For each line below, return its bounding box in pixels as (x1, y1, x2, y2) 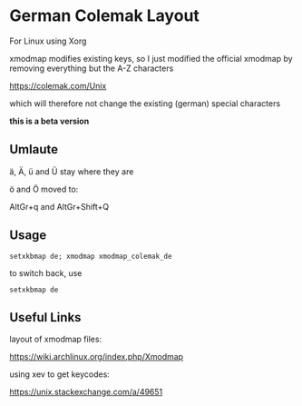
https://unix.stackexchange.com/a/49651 (9, 387, 163, 398)
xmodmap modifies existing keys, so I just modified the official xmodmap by (9, 53, 293, 64)
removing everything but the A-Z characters (9, 63, 174, 74)
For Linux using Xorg (9, 35, 87, 46)
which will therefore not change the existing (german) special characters (9, 97, 281, 109)
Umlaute (9, 142, 59, 157)
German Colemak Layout (9, 5, 200, 26)
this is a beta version (9, 115, 90, 126)
